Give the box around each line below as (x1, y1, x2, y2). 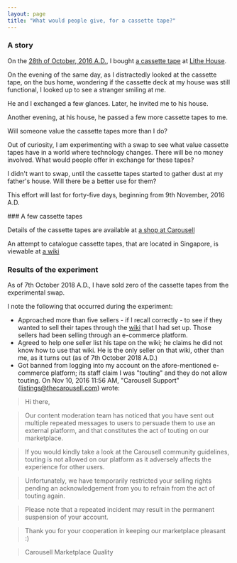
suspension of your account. (24, 513, 109, 522)
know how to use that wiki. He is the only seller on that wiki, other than (17, 346, 224, 355)
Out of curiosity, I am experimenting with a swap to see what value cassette (7, 140, 229, 149)
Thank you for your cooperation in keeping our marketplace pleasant (24, 527, 226, 535)
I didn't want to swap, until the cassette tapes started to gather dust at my (7, 169, 224, 177)
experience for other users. (24, 463, 105, 471)
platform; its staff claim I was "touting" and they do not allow (50, 368, 228, 377)
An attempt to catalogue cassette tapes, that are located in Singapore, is (7, 239, 219, 248)
